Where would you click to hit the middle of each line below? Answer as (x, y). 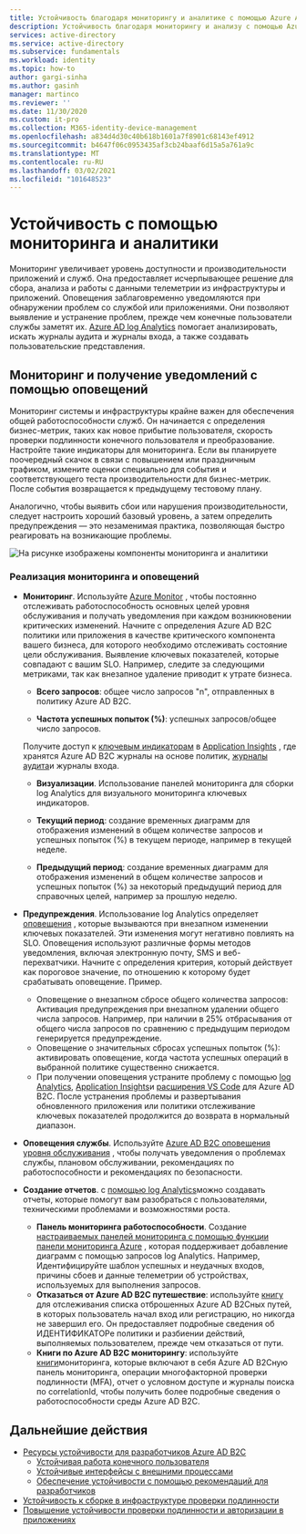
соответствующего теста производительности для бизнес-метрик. (140, 479)
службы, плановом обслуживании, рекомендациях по (128, 1163)
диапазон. (56, 1125)
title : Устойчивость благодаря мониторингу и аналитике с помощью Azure (150, 18)
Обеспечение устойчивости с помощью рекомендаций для (152, 1481)
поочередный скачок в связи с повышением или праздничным (133, 460)
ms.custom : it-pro (44, 119)
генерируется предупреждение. (99, 1038)
